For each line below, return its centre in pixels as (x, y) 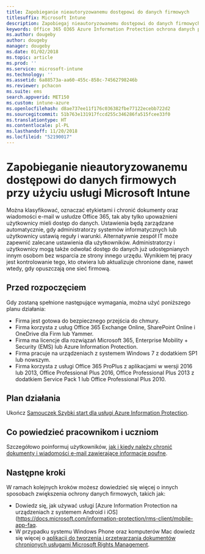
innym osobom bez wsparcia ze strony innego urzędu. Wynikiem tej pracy (99, 255)
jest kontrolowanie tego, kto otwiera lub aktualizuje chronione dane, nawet (100, 262)
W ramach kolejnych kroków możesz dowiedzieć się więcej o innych (92, 487)
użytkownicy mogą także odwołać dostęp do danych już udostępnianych (98, 249)
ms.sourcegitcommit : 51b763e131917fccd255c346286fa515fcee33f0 (88, 114)
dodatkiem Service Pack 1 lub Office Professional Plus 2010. (91, 379)
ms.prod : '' (21, 63)
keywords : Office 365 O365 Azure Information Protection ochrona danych (101, 29)
